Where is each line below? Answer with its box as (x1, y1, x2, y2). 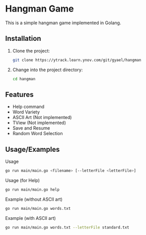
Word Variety (12, 109, 40, 115)
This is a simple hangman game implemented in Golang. (5, 20, 121, 26)
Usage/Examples (5, 145, 60, 154)
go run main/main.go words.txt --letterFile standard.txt (5, 225, 129, 230)
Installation (5, 34, 41, 43)
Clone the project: (12, 47, 50, 53)
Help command (12, 104, 44, 110)
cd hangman (12, 76, 36, 81)
